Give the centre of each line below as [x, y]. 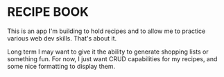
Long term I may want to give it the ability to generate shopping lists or [108, 52]
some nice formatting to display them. [61, 66]
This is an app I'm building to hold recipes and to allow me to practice [106, 31]
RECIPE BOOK [48, 12]
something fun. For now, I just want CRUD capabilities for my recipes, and [112, 58]
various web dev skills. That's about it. [62, 38]
